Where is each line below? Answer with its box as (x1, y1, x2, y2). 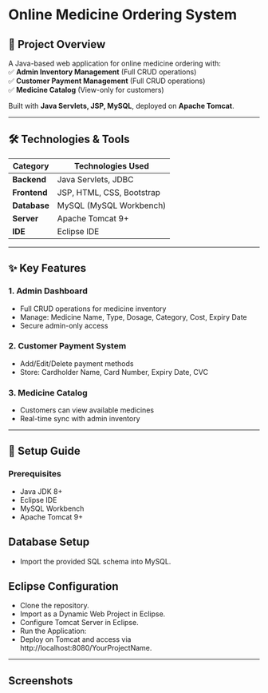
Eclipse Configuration (8, 579, 119, 593)
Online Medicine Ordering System (8, 6, 238, 24)
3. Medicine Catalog (8, 387, 88, 398)
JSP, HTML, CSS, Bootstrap (57, 186, 161, 197)
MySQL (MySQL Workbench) (57, 200, 167, 211)
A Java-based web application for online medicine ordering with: (8, 58, 222, 68)
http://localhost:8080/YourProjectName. (19, 643, 152, 653)
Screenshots (8, 674, 73, 687)
